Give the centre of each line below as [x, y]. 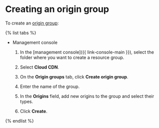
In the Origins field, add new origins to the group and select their [87, 96]
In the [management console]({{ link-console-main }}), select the [87, 52]
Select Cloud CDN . [39, 67]
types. [27, 101]
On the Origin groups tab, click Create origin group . [74, 76]
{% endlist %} [20, 120]
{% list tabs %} [21, 32]
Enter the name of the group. [50, 86]
